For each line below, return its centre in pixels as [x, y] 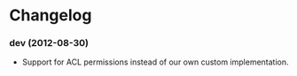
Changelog [51, 15]
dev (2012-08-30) [49, 43]
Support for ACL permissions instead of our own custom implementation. [156, 62]
